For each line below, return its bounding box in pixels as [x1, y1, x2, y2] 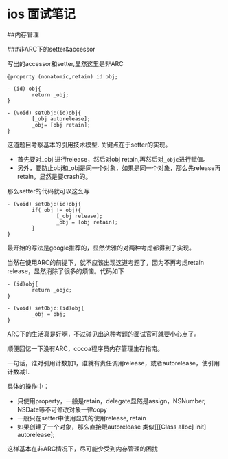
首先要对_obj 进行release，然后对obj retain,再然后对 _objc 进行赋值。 [16, 155, 209, 163]
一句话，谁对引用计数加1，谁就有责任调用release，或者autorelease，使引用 [7, 359, 220, 367]
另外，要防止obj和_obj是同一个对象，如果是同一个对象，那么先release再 [16, 163, 221, 172]
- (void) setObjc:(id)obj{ [7, 304, 84, 312]
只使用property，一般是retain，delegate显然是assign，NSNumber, [16, 396, 206, 405]
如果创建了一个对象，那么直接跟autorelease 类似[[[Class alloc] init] [16, 423, 207, 431]
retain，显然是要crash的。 [16, 172, 91, 180]
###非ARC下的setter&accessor [7, 45, 95, 53]
